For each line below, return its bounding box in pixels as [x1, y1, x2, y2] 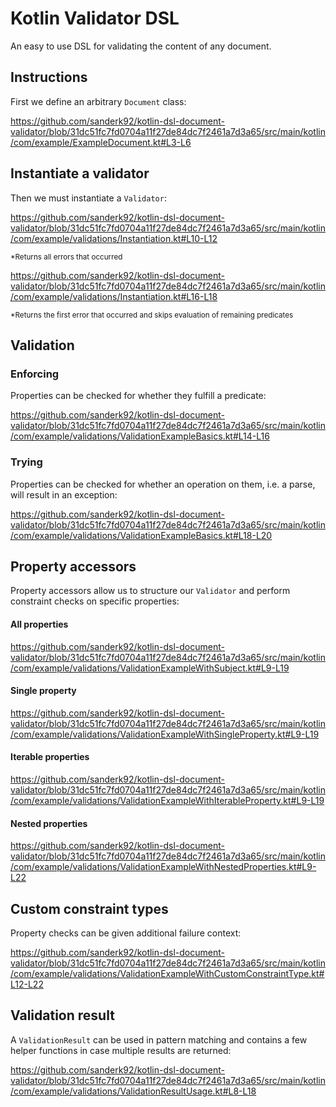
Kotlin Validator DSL [10, 7, 180, 30]
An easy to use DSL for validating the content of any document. [10, 40, 272, 52]
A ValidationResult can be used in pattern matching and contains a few [10, 1033, 308, 1046]
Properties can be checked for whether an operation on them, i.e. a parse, [10, 478, 316, 490]
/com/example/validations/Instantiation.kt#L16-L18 [10, 290, 218, 302]
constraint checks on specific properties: [10, 595, 180, 607]
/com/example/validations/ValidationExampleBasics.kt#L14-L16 [10, 430, 270, 442]
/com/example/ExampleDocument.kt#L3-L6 [10, 136, 192, 148]
